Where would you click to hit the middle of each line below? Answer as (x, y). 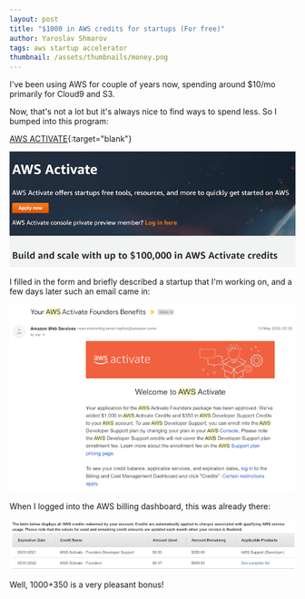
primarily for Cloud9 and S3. (62, 94)
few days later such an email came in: (80, 291)
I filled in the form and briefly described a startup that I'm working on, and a (151, 282)
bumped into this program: (59, 122)
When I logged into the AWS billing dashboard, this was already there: (140, 506)
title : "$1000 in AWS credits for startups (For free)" (117, 29)
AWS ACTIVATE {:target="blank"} (71, 139)
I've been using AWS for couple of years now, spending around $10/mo (143, 84)
